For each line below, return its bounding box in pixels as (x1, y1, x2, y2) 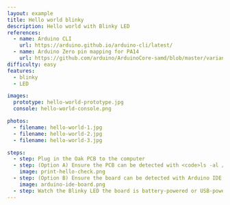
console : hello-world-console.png (13, 106, 112, 112)
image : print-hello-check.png (19, 169, 106, 176)
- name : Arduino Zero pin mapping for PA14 (13, 49, 139, 56)
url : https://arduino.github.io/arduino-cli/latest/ (19, 42, 173, 49)
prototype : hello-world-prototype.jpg (13, 99, 125, 106)
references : (7, 29, 41, 36)
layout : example (7, 10, 53, 17)
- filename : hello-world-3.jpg (13, 136, 103, 144)
